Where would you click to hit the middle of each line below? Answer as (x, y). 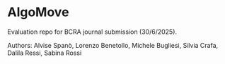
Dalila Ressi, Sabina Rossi (45, 53)
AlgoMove (38, 12)
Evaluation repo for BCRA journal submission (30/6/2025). (92, 32)
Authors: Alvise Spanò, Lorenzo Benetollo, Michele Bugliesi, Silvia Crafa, (113, 45)
